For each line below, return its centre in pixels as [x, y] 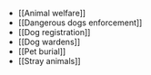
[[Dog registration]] [54, 32]
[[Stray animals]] [49, 61]
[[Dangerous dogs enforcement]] [80, 23]
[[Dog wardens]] [49, 42]
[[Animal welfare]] [52, 13]
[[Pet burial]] [42, 52]
